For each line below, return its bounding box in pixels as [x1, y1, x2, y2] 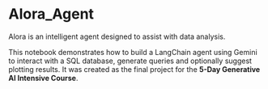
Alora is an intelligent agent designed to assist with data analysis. [8, 32, 226, 41]
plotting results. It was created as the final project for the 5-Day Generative [8, 64, 261, 74]
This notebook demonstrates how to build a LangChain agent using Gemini [8, 47, 257, 57]
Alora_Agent [8, 5, 95, 23]
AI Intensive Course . [8, 73, 79, 83]
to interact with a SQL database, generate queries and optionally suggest [8, 56, 253, 66]
